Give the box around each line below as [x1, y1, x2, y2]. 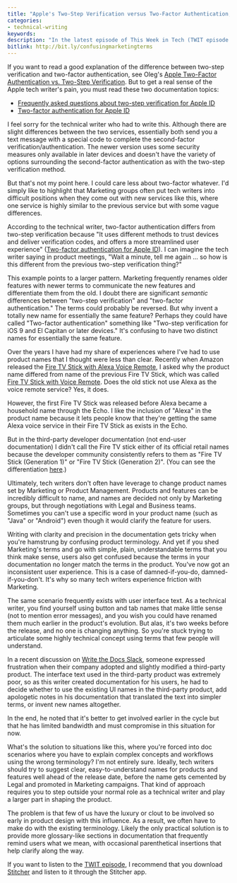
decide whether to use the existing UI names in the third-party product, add [7, 685, 227, 694]
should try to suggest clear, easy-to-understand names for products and [7, 765, 219, 773]
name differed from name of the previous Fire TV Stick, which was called [7, 370, 219, 378]
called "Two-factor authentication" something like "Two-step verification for [7, 319, 229, 327]
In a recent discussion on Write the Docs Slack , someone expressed [7, 655, 206, 663]
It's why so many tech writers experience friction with [45, 575, 202, 583]
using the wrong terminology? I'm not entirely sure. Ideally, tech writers [7, 758, 214, 766]
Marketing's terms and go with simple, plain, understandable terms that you [7, 545, 227, 554]
